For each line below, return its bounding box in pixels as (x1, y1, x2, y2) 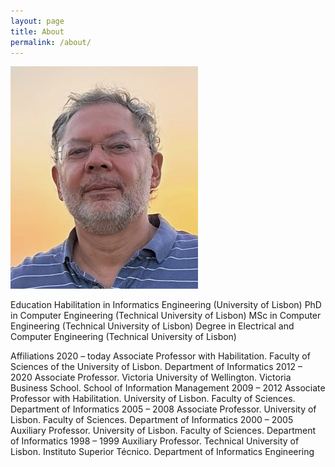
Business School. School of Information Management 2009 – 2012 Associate (10, 382, 326, 394)
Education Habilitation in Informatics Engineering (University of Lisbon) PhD (10, 299, 322, 311)
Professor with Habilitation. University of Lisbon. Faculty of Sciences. (10, 393, 296, 405)
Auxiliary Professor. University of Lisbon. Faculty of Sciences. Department (10, 425, 317, 437)
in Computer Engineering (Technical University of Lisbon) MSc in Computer (10, 310, 322, 322)
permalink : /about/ (10, 37, 92, 47)
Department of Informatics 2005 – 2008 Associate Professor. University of (10, 403, 317, 415)
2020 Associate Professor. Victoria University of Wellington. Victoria (10, 371, 292, 384)
